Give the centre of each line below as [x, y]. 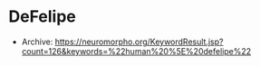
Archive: [37, 42]
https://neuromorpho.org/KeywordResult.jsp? [139, 42]
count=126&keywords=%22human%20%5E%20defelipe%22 [136, 51]
